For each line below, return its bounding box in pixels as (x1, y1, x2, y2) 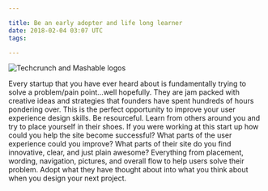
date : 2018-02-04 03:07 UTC (8, 26, 104, 35)
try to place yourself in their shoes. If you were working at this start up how (8, 122, 259, 132)
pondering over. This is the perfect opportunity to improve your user (8, 104, 236, 114)
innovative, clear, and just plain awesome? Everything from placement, (8, 147, 245, 158)
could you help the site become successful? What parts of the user (8, 130, 232, 140)
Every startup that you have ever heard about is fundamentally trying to (8, 79, 247, 89)
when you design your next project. (8, 173, 127, 183)
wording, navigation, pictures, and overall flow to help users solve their (8, 156, 245, 166)
